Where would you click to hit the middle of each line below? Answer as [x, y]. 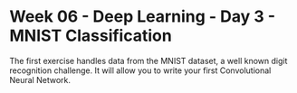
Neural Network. [40, 79]
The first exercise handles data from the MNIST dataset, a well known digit [148, 60]
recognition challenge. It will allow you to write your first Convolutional [140, 70]
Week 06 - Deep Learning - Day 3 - [143, 17]
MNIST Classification [91, 36]
